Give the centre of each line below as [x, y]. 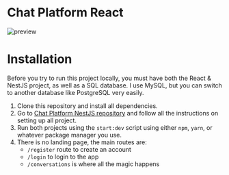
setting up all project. [47, 120]
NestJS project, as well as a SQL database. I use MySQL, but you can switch [114, 85]
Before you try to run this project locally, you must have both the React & [109, 78]
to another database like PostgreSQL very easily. [76, 92]
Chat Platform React [66, 13]
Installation [40, 59]
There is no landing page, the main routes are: [82, 142]
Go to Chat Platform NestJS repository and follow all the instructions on [118, 113]
